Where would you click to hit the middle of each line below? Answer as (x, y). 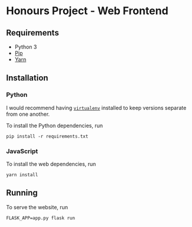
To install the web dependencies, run (51, 164)
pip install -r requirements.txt (47, 136)
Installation (27, 78)
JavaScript (22, 151)
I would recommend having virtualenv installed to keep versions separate (96, 108)
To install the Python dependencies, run (55, 125)
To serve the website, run (37, 207)
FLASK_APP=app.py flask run (41, 218)
